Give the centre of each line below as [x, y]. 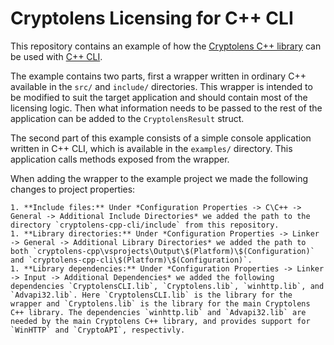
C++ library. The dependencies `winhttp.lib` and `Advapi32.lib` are [158, 312]
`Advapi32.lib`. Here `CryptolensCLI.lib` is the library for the [151, 295]
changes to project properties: [73, 189]
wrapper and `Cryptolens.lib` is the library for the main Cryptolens [160, 303]
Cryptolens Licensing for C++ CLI [152, 18]
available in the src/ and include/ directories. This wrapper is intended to [161, 86]
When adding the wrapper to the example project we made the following [159, 178]
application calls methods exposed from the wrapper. [120, 159]
